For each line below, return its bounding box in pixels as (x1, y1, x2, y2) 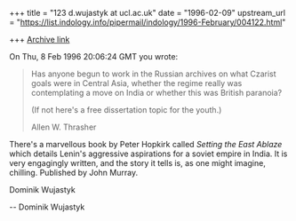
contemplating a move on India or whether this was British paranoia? (30, 88, 283, 98)
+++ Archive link (9, 35, 70, 44)
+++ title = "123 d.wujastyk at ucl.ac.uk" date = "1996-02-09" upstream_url (9, 8, 286, 18)
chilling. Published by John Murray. (9, 168, 139, 178)
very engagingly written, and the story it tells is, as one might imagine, (9, 158, 267, 168)
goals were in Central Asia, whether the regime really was (30, 78, 243, 88)
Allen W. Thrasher (30, 122, 97, 132)
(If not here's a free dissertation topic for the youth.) (30, 105, 222, 114)
